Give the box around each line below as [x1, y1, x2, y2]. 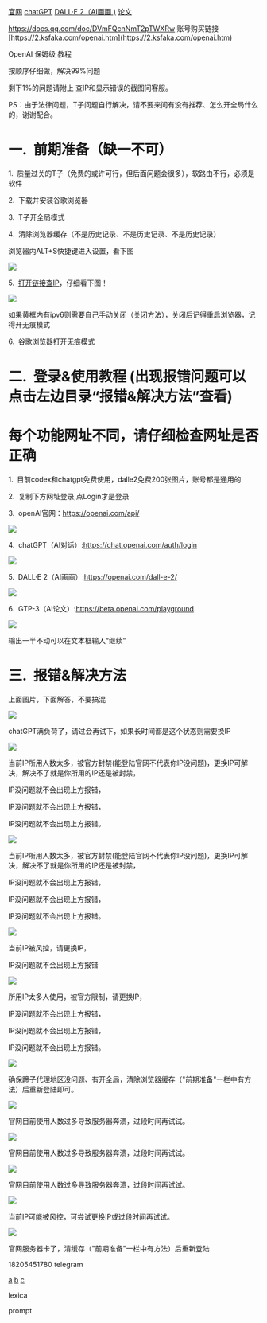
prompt [8, 1306, 33, 1315]
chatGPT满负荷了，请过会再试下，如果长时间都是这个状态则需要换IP [8, 727, 231, 736]
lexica [8, 1290, 28, 1300]
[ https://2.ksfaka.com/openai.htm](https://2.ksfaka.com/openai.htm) [8, 33, 233, 42]
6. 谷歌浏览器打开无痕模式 [8, 337, 95, 346]
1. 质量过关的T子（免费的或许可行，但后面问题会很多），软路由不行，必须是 [8, 168, 255, 178]
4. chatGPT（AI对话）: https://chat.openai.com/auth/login [8, 541, 197, 550]
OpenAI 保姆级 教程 [8, 49, 72, 58]
